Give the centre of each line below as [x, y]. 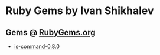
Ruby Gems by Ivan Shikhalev [80, 11]
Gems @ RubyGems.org [50, 32]
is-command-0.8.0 [37, 46]
